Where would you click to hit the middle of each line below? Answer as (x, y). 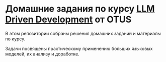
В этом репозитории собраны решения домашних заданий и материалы (83, 33)
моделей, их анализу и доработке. (42, 54)
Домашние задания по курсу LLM (80, 9)
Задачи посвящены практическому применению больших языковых (79, 48)
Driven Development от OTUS (68, 19)
